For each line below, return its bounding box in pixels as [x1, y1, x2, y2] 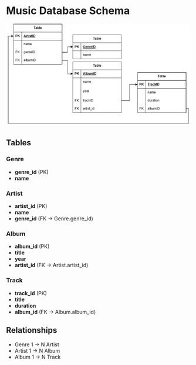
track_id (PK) [14, 289, 47, 296]
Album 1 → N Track [14, 353, 61, 360]
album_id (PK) [14, 243, 50, 250]
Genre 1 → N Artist [14, 341, 60, 348]
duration [14, 302, 36, 309]
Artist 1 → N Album [14, 347, 60, 354]
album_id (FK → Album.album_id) [14, 308, 96, 315]
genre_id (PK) [14, 168, 49, 175]
